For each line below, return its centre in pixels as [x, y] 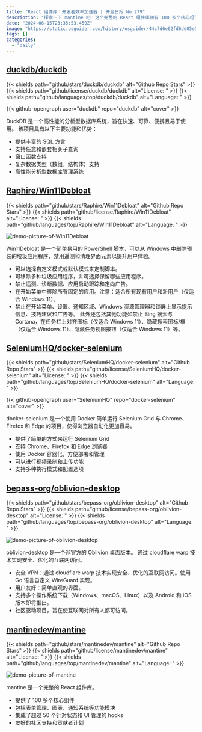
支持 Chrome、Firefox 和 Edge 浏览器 [61, 446]
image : [14, 29]
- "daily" [24, 46]
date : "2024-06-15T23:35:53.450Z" [50, 23]
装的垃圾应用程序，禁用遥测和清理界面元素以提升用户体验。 [80, 256]
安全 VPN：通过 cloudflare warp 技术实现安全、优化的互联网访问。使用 [103, 573]
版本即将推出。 [33, 603]
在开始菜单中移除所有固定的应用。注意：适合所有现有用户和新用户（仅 [102, 291]
